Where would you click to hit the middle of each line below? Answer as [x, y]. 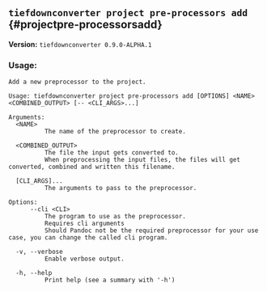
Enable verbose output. [85, 259]
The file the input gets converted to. [112, 153]
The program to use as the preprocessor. [115, 217]
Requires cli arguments [85, 224]
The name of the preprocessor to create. [115, 132]
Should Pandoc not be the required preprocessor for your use [151, 231]
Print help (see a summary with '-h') [110, 280]
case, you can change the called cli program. [88, 238]
